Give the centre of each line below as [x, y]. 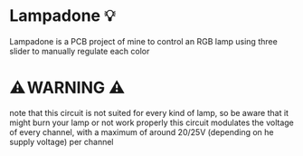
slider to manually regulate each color [80, 51]
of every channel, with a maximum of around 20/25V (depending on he [142, 132]
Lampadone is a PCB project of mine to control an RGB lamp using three [143, 41]
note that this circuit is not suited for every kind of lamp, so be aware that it [149, 112]
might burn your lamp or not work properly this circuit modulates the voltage [151, 122]
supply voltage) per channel [62, 141]
